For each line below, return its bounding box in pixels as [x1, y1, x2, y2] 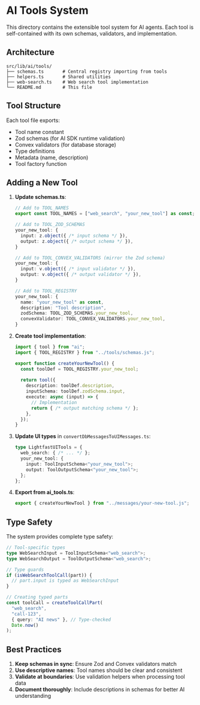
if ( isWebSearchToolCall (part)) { [6, 572, 93, 578]
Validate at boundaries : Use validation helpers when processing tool [14, 673, 186, 680]
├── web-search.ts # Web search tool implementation [6, 79, 149, 85]
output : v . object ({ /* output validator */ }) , [20, 272, 142, 278]
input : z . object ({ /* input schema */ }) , [20, 233, 128, 239]
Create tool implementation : [14, 332, 86, 340]
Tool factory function [14, 160, 67, 167]
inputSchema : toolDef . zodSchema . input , [26, 388, 126, 394]
